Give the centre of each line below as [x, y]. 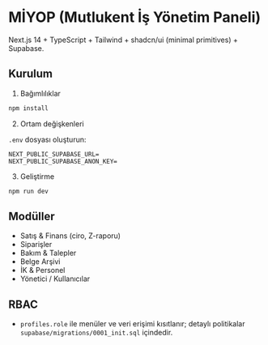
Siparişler [36, 245]
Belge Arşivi [40, 262]
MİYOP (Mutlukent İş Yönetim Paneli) [135, 17]
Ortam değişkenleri [52, 124]
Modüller [32, 216]
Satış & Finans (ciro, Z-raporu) [70, 236]
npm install [28, 108]
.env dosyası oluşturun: [47, 139]
